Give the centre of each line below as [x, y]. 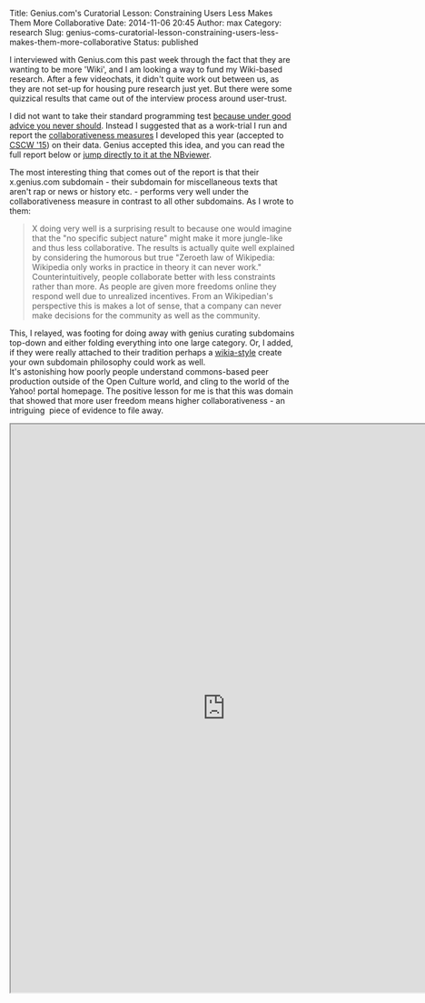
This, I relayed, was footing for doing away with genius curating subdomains [152, 333]
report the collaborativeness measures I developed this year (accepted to [147, 135]
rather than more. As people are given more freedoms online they [154, 286]
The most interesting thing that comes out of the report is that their [134, 172]
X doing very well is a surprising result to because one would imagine [162, 228]
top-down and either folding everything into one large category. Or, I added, [151, 343]
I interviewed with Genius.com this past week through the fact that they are [150, 60]
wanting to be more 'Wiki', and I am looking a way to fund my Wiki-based [146, 69]
